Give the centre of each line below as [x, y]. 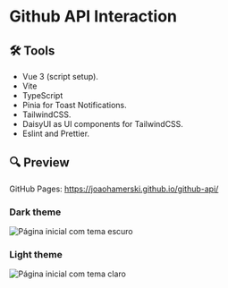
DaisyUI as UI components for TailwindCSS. [102, 124]
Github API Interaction [93, 17]
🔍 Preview [39, 163]
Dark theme [35, 212]
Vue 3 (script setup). [60, 76]
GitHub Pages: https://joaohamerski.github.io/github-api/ [114, 189]
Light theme [36, 255]
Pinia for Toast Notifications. [74, 105]
